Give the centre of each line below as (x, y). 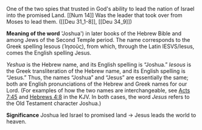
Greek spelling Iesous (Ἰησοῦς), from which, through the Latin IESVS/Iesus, (100, 46)
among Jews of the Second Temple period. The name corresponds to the (98, 40)
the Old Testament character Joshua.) (54, 103)
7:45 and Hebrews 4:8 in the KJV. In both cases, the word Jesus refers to (98, 97)
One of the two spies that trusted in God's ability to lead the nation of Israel (100, 9)
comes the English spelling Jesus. (49, 53)
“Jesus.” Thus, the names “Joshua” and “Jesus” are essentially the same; (97, 77)
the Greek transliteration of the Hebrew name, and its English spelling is (96, 71)
